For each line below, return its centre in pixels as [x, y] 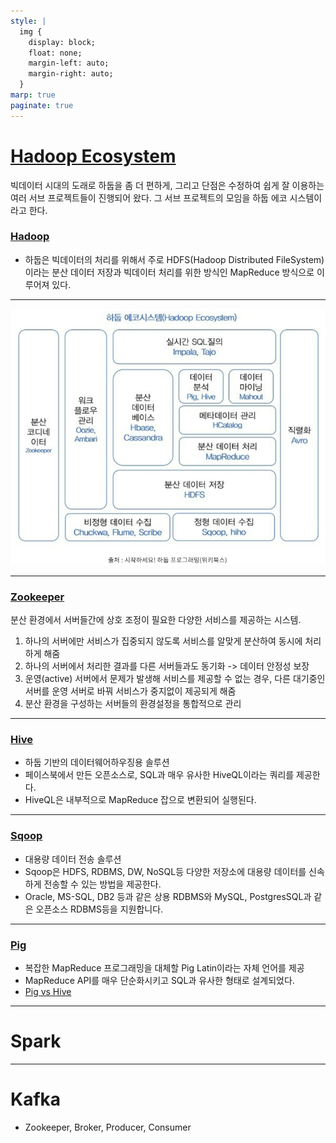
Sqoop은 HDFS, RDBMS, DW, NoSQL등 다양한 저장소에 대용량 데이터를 [165, 871]
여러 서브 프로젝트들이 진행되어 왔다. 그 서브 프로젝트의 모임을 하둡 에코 [149, 197]
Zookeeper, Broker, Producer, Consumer [108, 1127]
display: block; [62, 42]
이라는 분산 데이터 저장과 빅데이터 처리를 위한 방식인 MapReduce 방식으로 [169, 272]
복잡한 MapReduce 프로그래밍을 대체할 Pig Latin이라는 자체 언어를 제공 [164, 968]
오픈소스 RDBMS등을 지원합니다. [99, 909]
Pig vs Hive [48, 991]
